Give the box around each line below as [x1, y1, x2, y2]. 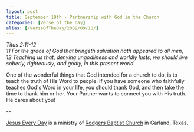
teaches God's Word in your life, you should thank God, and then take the [6, 84, 185, 91]
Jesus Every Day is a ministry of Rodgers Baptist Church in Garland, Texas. [6, 119, 189, 127]
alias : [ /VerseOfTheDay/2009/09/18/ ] [6, 25, 99, 31]
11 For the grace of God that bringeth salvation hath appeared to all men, [6, 48, 184, 55]
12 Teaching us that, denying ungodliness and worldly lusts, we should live [6, 54, 188, 61]
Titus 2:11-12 [6, 41, 37, 48]
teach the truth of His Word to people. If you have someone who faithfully [6, 78, 185, 85]
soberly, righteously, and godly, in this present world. [6, 60, 136, 67]
